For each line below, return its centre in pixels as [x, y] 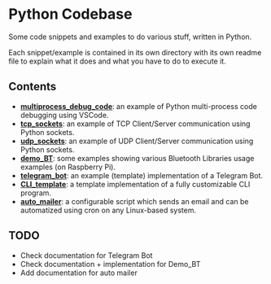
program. [35, 193]
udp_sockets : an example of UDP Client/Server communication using [137, 141]
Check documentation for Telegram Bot [86, 255]
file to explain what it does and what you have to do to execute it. [117, 61]
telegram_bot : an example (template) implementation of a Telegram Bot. [141, 175]
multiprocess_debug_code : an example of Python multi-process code [139, 106]
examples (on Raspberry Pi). [68, 167]
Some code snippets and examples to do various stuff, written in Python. [130, 37]
